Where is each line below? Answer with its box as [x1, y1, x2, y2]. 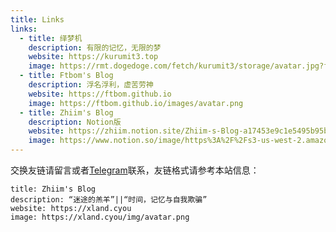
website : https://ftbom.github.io [28, 89, 172, 99]
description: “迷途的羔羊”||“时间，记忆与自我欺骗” [10, 195, 208, 205]
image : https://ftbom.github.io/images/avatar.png [28, 98, 244, 108]
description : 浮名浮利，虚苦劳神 [28, 80, 154, 90]
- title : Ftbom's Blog [19, 71, 114, 81]
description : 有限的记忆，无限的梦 [28, 42, 162, 53]
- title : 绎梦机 [19, 33, 83, 43]
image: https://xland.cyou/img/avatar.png [10, 212, 190, 222]
